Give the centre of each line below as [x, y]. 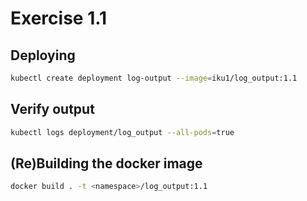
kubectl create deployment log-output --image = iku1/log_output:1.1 [154, 78]
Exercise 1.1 [59, 18]
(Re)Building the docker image [106, 163]
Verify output [52, 109]
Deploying [43, 55]
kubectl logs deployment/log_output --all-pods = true [122, 132]
